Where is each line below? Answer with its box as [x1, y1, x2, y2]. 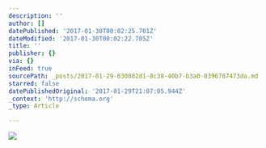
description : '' [8, 11, 63, 20]
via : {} [8, 57, 35, 66]
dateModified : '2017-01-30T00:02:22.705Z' [8, 34, 154, 43]
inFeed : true [8, 65, 53, 73]
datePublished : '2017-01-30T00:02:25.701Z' [8, 27, 158, 35]
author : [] [8, 19, 45, 27]
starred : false [8, 79, 60, 87]
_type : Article [8, 102, 60, 110]
